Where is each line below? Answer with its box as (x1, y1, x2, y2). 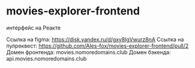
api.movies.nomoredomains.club (6, 55, 87, 62)
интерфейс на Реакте (6, 24, 61, 31)
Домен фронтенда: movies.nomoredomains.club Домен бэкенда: (6, 48, 171, 55)
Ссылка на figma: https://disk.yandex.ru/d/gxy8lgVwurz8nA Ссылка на (6, 36, 184, 43)
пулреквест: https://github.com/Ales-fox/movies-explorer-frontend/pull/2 (6, 42, 189, 49)
